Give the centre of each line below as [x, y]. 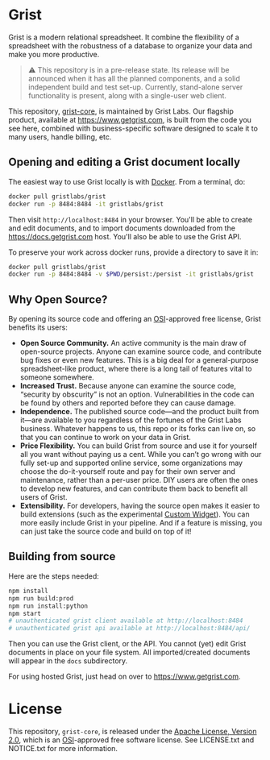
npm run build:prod [41, 598]
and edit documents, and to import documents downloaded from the [122, 228]
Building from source [62, 557]
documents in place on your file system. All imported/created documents [129, 652]
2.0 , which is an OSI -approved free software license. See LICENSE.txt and [131, 740]
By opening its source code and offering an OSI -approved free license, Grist [135, 319]
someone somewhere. [57, 377]
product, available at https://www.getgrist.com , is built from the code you [130, 119]
